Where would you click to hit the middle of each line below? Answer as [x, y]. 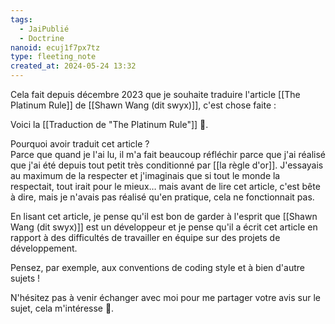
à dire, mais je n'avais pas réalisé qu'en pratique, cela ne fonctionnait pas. [162, 197]
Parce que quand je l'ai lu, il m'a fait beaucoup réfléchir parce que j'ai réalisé [168, 154]
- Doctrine [42, 38]
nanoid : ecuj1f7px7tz [55, 47]
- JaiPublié [44, 29]
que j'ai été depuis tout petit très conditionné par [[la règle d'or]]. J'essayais [167, 165]
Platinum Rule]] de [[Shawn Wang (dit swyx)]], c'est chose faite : [143, 105]
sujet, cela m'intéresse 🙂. [62, 308]
